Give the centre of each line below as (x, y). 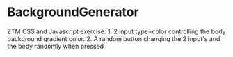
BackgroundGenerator (73, 12)
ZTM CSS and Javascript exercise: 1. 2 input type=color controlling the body (116, 31)
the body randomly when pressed (56, 46)
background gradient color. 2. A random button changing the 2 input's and (114, 38)
